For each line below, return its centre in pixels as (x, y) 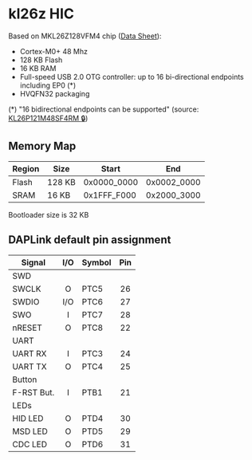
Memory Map (42, 146)
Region (26, 168)
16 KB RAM (38, 68)
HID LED (28, 418)
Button (25, 379)
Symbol (96, 262)
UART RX (30, 353)
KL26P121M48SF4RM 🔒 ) (48, 118)
